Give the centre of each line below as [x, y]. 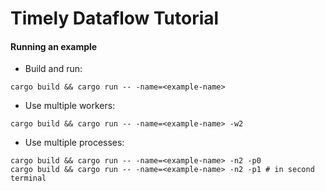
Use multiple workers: [70, 106]
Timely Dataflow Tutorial [115, 18]
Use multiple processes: [74, 143]
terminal [28, 178]
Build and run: [53, 69]
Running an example [54, 46]
